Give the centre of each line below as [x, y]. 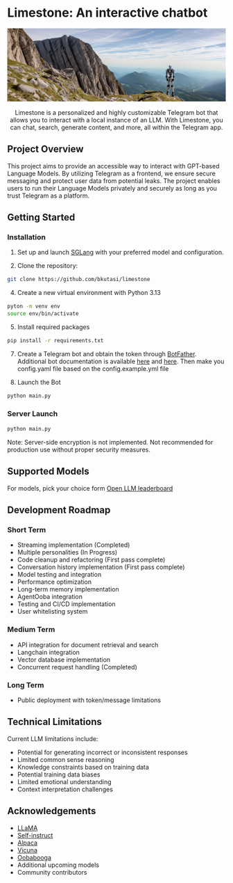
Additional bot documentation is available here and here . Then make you [121, 361]
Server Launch [33, 413]
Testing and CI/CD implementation [66, 604]
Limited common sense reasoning [66, 759]
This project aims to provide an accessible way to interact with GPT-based [113, 166]
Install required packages [53, 327]
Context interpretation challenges [65, 789]
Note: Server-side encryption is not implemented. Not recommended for [110, 442]
